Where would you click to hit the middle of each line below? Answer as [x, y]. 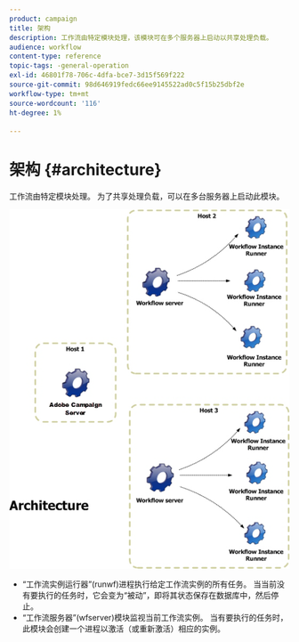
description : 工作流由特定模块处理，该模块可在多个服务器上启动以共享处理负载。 [141, 37]
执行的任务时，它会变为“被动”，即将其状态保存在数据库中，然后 [154, 595]
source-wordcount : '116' [55, 103]
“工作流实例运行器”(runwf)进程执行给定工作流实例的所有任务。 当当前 [149, 584]
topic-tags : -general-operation [69, 66]
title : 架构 [30, 28]
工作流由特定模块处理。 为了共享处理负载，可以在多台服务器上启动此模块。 [147, 197]
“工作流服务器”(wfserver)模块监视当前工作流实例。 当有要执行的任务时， [155, 617]
